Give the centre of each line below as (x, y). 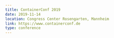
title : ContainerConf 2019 (33, 10)
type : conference (23, 28)
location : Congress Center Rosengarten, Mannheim (57, 19)
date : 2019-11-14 (23, 14)
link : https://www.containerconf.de (43, 23)
